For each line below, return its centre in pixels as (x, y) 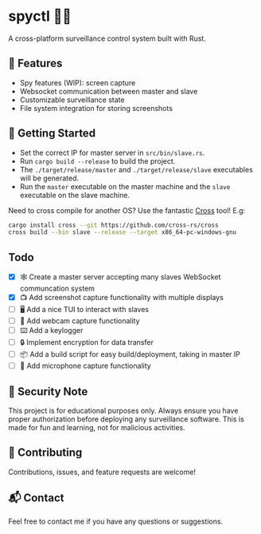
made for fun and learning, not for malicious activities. (97, 428)
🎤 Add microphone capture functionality (85, 366)
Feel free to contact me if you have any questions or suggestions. (116, 521)
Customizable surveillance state (72, 100)
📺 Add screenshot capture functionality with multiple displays (122, 298)
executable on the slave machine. (74, 195)
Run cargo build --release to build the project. (97, 161)
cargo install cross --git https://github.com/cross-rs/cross (113, 225)
